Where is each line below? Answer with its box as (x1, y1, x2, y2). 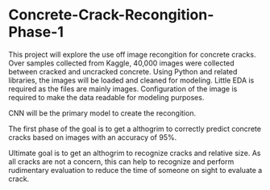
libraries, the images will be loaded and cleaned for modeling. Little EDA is (8, 75, 255, 85)
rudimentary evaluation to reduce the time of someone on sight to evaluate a (8, 165, 263, 175)
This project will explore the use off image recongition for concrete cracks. (8, 49, 256, 59)
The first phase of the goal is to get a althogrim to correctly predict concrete (8, 124, 262, 133)
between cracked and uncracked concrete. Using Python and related (8, 66, 238, 76)
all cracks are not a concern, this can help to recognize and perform (8, 156, 235, 167)
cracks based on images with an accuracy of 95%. (8, 132, 177, 142)
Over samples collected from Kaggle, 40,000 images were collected (8, 58, 235, 68)
